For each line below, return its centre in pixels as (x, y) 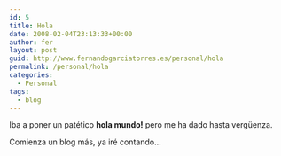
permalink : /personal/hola (59, 67)
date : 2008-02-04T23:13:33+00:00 (71, 34)
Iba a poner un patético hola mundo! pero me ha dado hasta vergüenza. (141, 125)
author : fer (31, 42)
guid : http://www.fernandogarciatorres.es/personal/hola (117, 58)
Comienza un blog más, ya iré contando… (85, 142)
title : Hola (31, 26)
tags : (19, 91)
